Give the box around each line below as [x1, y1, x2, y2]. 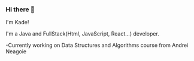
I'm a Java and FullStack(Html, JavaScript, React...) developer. [5, 30, 159, 37]
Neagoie [5, 48, 27, 55]
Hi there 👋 [5, 5, 35, 14]
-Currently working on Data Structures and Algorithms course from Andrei [5, 41, 189, 49]
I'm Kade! [5, 19, 29, 26]
